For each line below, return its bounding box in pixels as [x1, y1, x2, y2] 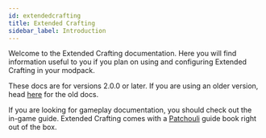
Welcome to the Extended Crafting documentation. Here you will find [8, 49, 237, 59]
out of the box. [8, 122, 57, 132]
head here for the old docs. [8, 90, 99, 99]
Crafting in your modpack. [8, 66, 95, 75]
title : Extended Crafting [8, 19, 95, 27]
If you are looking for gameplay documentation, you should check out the [8, 105, 252, 115]
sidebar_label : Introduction [8, 26, 106, 34]
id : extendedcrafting [8, 11, 81, 20]
